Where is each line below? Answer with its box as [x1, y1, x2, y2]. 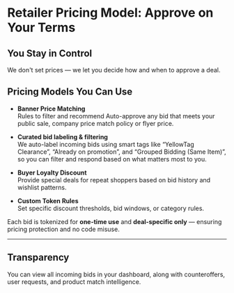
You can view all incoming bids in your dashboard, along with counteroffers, [7, 270, 225, 278]
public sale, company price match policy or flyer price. [17, 119, 174, 127]
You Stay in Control [7, 47, 93, 59]
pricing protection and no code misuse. [7, 225, 120, 233]
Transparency [7, 252, 70, 264]
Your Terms [7, 19, 76, 35]
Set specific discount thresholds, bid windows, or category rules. [17, 204, 204, 212]
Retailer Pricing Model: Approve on [7, 5, 214, 21]
